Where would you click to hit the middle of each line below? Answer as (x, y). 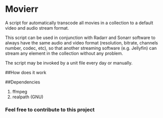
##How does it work (26, 72)
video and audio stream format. (37, 28)
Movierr (22, 9)
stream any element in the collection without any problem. (64, 53)
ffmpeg (20, 91)
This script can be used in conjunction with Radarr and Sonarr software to (80, 38)
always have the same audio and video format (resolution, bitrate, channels (81, 42)
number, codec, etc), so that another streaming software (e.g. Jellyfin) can (81, 48)
